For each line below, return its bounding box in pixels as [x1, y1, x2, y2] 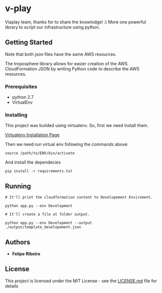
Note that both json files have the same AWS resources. [5, 51, 116, 57]
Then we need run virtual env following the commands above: [5, 142, 129, 147]
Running [5, 182, 32, 190]
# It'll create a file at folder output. [5, 212, 90, 217]
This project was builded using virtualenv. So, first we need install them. [5, 123, 149, 128]
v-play [5, 3, 32, 14]
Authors [5, 238, 31, 246]
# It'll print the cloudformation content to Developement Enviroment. [5, 195, 153, 200]
